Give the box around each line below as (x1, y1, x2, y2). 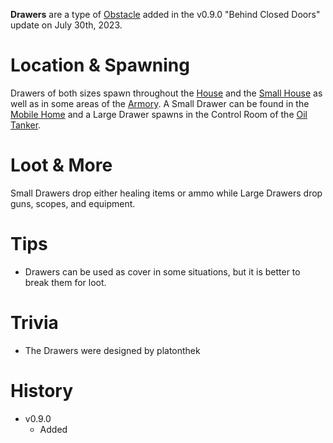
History (10, 379, 74, 402)
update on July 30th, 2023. (10, 19, 123, 31)
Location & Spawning (10, 54, 190, 77)
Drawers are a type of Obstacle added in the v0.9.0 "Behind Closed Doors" (10, 9, 321, 20)
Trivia (10, 312, 59, 334)
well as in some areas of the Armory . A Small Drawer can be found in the (10, 97, 310, 109)
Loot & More (10, 154, 113, 177)
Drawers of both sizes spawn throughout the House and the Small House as (10, 87, 323, 99)
